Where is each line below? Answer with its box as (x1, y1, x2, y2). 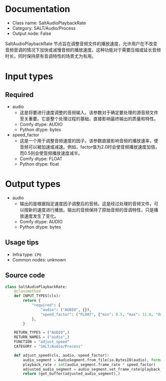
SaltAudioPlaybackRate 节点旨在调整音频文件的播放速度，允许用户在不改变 (5, 41, 158, 47)
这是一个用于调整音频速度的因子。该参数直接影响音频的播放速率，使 (19, 137, 159, 143)
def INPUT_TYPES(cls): (14, 294, 61, 299)
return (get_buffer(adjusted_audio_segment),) (23, 371, 121, 377)
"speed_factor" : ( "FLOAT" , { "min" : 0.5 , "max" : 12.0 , (40, 312, 154, 317)
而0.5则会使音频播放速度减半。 (19, 150, 83, 156)
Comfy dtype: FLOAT (19, 155, 63, 162)
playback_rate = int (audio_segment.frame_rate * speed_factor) (23, 362, 156, 367)
